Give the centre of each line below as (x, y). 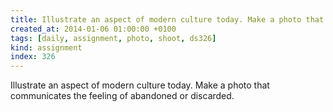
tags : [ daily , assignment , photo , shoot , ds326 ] (113, 38)
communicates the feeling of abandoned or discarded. (122, 96)
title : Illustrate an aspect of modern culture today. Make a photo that (167, 19)
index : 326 (33, 57)
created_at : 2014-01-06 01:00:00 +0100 (93, 29)
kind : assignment (46, 47)
